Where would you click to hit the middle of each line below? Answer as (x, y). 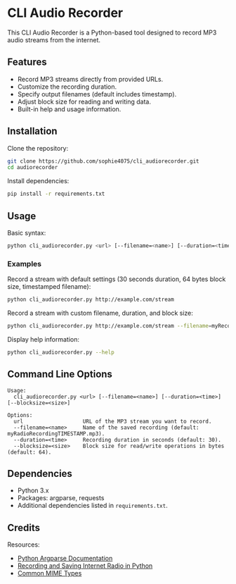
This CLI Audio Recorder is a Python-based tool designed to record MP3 (112, 32)
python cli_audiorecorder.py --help (61, 352)
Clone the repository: (38, 148)
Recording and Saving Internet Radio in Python (85, 566)
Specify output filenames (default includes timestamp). (97, 94)
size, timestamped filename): (49, 287)
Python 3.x (33, 490)
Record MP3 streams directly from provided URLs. (90, 79)
